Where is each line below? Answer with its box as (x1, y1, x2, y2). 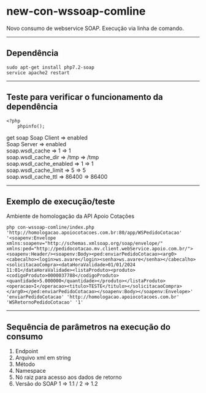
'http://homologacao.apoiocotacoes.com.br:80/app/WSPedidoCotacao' (6, 230, 183, 236)
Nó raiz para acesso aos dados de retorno (15, 373, 122, 381)
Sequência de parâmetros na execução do (6, 321, 170, 332)
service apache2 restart (6, 69, 70, 76)
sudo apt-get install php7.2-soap (6, 64, 95, 70)
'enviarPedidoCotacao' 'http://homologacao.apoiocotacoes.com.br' (6, 294, 180, 301)
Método (15, 361, 36, 368)
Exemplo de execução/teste (6, 196, 115, 206)
